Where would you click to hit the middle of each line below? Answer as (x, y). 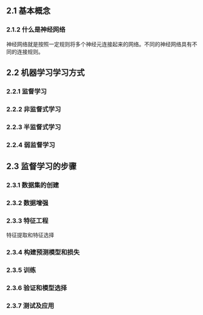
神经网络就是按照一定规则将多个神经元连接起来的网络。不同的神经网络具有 (99, 44)
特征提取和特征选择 (30, 235)
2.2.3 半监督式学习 (34, 127)
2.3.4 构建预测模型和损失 (43, 252)
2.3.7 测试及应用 (30, 305)
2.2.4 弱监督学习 (31, 144)
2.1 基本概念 (28, 11)
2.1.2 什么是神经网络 (36, 30)
